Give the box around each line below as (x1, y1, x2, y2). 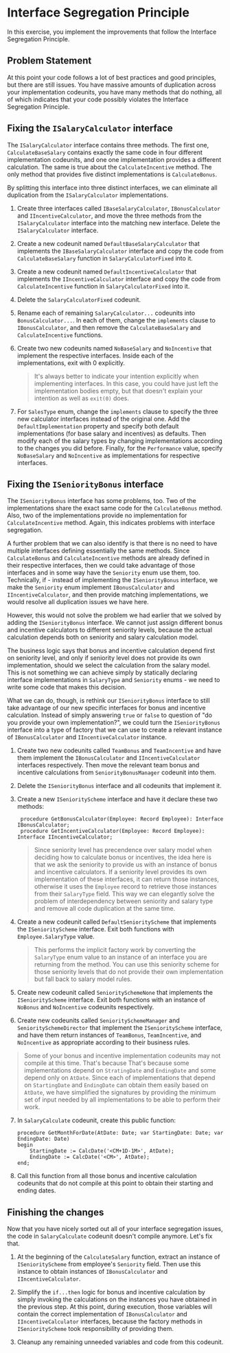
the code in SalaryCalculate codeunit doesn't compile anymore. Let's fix (7, 1232, 213, 1241)
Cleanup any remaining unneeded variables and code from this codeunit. (16, 1338, 224, 1346)
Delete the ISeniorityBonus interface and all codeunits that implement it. (16, 782, 222, 790)
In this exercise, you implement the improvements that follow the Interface (7, 28, 217, 36)
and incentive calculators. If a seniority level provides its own (34, 868, 207, 876)
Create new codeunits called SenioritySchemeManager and (16, 1016, 180, 1024)
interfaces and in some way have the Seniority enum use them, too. (7, 568, 200, 577)
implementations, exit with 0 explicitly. (16, 358, 126, 366)
